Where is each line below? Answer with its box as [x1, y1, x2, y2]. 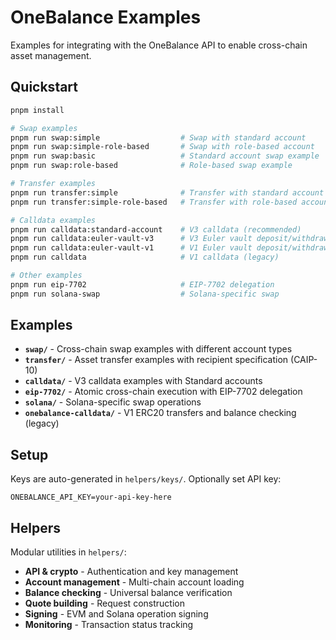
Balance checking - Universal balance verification [24, 587, 233, 599]
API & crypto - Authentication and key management [24, 566, 239, 578]
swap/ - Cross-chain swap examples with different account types [24, 343, 293, 355]
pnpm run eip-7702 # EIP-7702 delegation [10, 279, 275, 290]
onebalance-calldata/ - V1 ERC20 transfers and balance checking [24, 407, 297, 419]
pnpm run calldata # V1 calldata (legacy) [10, 252, 280, 263]
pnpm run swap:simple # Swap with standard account [10, 132, 307, 143]
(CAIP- [290, 354, 318, 366]
